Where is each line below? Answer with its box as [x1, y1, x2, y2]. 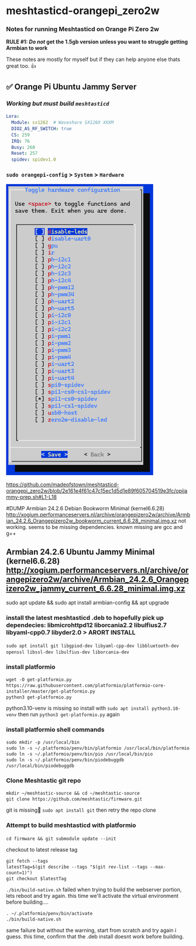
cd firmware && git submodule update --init [6, 836, 116, 842]
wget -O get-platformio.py [6, 676, 72, 683]
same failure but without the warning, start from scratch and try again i [6, 927, 177, 934]
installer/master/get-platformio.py [6, 688, 95, 694]
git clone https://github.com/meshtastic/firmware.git [6, 796, 143, 802]
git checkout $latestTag [6, 876, 67, 881]
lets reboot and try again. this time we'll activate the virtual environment [6, 892, 179, 899]
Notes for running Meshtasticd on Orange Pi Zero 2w [6, 25, 159, 33]
